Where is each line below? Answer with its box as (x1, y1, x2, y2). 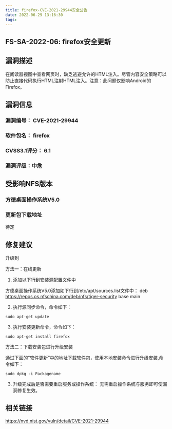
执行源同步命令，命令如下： (12, 304, 72, 310)
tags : (5, 17, 17, 22)
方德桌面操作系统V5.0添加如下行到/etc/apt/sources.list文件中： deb (5, 288, 148, 294)
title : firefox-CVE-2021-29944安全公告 (5, 7, 88, 13)
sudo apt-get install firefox (5, 334, 70, 339)
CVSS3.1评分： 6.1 (5, 147, 51, 154)
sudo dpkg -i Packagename (5, 372, 61, 377)
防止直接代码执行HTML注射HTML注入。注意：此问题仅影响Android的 (5, 77, 151, 84)
